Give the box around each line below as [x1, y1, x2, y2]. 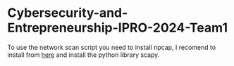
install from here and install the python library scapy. [7, 51, 160, 59]
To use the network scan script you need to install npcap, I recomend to [7, 43, 216, 51]
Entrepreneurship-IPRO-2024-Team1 [7, 20, 228, 36]
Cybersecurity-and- [7, 5, 128, 21]
